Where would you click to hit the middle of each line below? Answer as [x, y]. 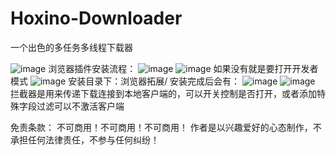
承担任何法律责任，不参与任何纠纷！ [85, 139]
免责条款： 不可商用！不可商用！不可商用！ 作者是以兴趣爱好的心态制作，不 [166, 127]
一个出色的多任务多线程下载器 [71, 47]
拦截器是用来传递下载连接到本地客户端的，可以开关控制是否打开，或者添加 [163, 93]
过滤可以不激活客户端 [80, 106]
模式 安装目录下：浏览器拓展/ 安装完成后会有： [125, 81]
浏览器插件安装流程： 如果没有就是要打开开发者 [183, 68]
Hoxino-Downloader [96, 18]
